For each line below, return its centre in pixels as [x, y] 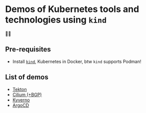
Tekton [19, 89]
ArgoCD [20, 105]
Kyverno [21, 100]
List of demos [27, 77]
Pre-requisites [28, 49]
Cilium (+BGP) [27, 94]
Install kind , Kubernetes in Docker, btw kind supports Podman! [77, 61]
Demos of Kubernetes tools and [72, 9]
